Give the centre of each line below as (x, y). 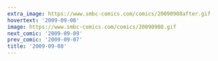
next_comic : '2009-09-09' (45, 33)
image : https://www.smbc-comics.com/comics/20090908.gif (92, 27)
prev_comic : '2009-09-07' (45, 40)
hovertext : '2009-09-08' (43, 20)
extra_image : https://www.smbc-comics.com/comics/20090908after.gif (109, 14)
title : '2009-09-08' (37, 46)
